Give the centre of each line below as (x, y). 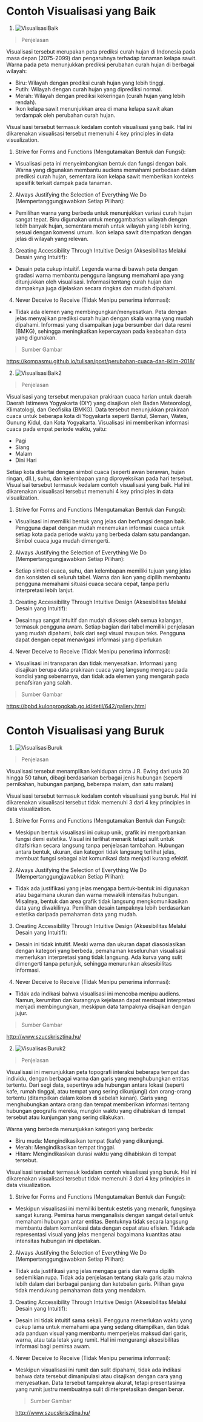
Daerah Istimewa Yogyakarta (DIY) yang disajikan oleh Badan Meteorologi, (99, 403)
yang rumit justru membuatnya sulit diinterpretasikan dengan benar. (100, 1389)
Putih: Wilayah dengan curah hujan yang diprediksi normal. (88, 89)
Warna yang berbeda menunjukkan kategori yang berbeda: (80, 1129)
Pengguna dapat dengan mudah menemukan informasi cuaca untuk (100, 528)
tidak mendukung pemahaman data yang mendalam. (81, 1290)
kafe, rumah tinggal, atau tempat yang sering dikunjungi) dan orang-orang (99, 1091)
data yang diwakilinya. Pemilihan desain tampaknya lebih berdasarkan (102, 907)
